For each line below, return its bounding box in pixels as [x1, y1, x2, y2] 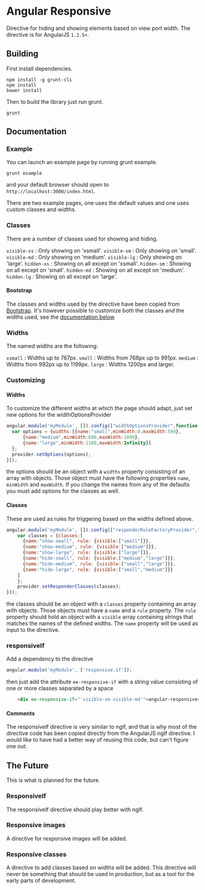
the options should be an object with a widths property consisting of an [6, 468, 185, 476]
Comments [6, 709, 35, 717]
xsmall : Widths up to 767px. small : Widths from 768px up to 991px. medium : [6, 354, 199, 361]
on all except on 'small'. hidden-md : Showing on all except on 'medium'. [6, 266, 185, 273]
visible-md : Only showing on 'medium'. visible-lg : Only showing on [6, 253, 182, 261]
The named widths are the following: [6, 342, 99, 350]
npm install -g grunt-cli [6, 76, 72, 83]
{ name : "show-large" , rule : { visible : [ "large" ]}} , [22, 549, 151, 556]
